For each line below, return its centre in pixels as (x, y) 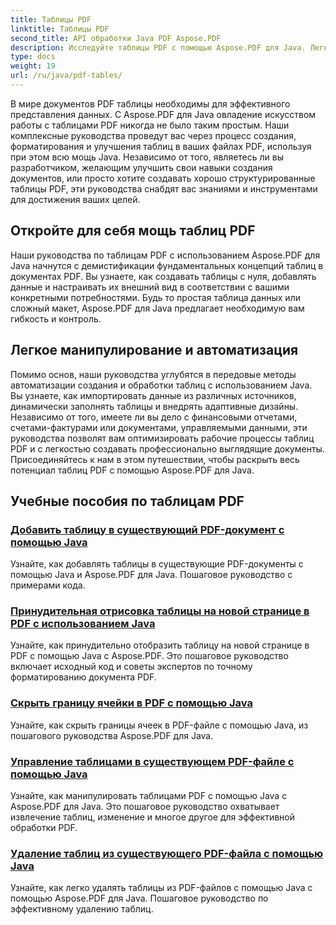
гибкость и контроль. (56, 318)
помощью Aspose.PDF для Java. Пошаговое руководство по (139, 898)
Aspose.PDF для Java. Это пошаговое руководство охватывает (145, 807)
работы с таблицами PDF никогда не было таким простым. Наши (150, 125)
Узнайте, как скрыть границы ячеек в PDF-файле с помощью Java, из (159, 725)
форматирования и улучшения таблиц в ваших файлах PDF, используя (161, 146)
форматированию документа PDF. (83, 677)
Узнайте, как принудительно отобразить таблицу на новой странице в (160, 645)
